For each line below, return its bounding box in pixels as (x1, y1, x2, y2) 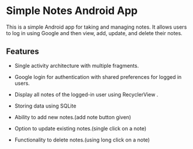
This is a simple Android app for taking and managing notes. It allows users (6, 23, 187, 30)
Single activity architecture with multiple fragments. (14, 62, 139, 69)
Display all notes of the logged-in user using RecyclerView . (14, 91, 158, 98)
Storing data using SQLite (14, 102, 77, 109)
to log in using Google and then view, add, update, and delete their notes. (6, 29, 182, 36)
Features (6, 47, 39, 57)
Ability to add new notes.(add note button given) (14, 113, 132, 120)
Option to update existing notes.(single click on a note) (14, 124, 147, 132)
